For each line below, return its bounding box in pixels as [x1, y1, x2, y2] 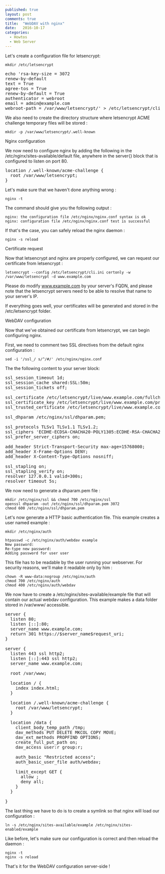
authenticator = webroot [5, 96, 65, 101]
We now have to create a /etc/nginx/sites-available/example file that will [5, 591, 151, 597]
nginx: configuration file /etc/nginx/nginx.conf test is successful [5, 219, 151, 224]
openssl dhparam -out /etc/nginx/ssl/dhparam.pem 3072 [5, 501, 120, 506]
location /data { [10, 720, 52, 725]
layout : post [5, 12, 32, 17]
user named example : [5, 519, 50, 525]
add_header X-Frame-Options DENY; [5, 449, 88, 454]
